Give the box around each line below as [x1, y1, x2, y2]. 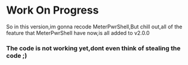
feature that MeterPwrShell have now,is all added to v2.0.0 [6, 29, 150, 36]
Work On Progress [6, 4, 99, 17]
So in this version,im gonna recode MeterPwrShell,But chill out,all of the [6, 23, 183, 30]
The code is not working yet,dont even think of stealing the [6, 44, 181, 52]
